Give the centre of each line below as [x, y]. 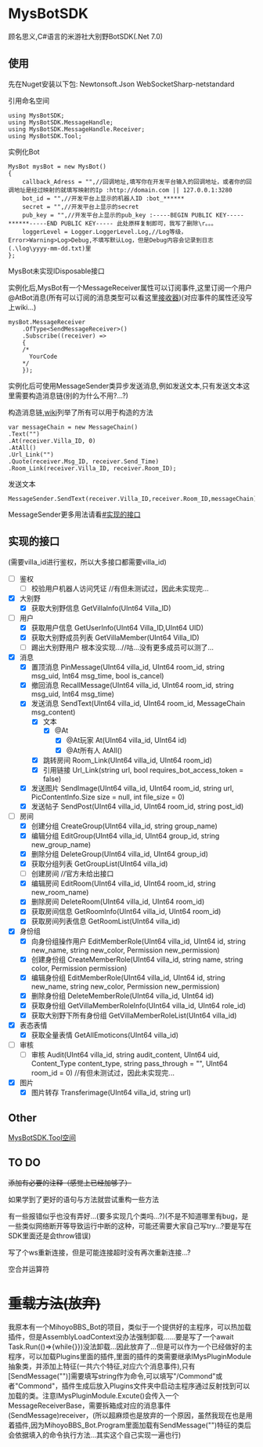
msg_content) [53, 712]
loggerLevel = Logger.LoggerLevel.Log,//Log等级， [104, 232]
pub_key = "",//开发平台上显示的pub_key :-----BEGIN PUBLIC [117, 215]
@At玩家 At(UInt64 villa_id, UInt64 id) [126, 740]
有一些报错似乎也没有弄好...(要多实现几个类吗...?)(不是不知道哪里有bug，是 [128, 1216]
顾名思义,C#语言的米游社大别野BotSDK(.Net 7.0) [85, 36]
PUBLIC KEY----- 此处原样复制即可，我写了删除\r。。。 [139, 223]
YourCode [43, 356]
